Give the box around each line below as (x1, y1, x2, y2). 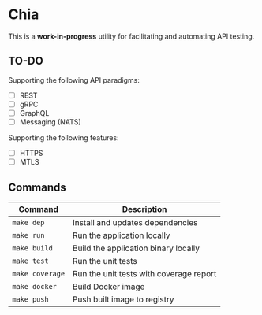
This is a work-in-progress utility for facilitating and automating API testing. (8, 31, 255, 41)
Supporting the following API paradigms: (8, 75, 140, 84)
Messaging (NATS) (19, 117, 81, 127)
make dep (12, 218, 45, 227)
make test (12, 256, 49, 265)
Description (122, 203, 167, 214)
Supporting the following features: (8, 133, 120, 143)
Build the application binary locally (72, 243, 200, 254)
